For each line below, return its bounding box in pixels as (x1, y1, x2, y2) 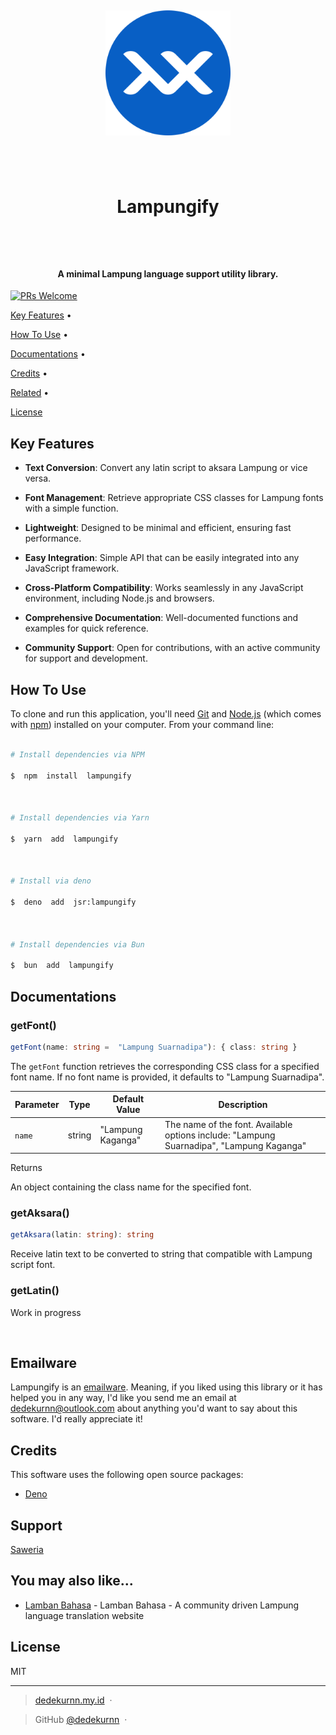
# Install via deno (10, 876, 92, 886)
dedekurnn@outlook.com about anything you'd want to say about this (10, 1402, 298, 1415)
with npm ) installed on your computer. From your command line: (10, 719, 275, 731)
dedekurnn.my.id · (34, 1694, 113, 1706)
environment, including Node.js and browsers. (24, 592, 215, 605)
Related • (10, 387, 50, 399)
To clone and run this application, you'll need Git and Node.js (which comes (10, 708, 322, 720)
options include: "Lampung (164, 1129, 276, 1141)
